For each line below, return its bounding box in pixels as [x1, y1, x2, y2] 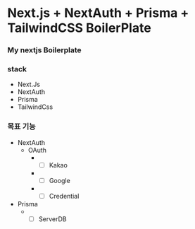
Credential [49, 192, 80, 200]
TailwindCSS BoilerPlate [7, 20, 151, 36]
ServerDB [38, 214, 67, 223]
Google [49, 176, 70, 184]
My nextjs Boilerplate [7, 45, 82, 55]
